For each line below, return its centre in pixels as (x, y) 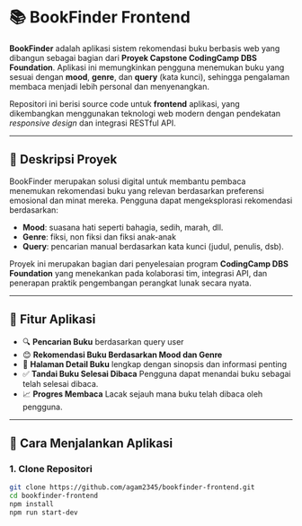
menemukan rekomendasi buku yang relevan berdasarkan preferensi (137, 190)
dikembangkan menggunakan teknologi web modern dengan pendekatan (145, 113)
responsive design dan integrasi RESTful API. (93, 123)
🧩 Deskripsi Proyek (63, 159)
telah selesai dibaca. (60, 383)
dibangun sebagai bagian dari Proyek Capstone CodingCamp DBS (133, 57)
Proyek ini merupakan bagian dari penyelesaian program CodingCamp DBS (149, 263)
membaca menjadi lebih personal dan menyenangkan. (109, 86)
